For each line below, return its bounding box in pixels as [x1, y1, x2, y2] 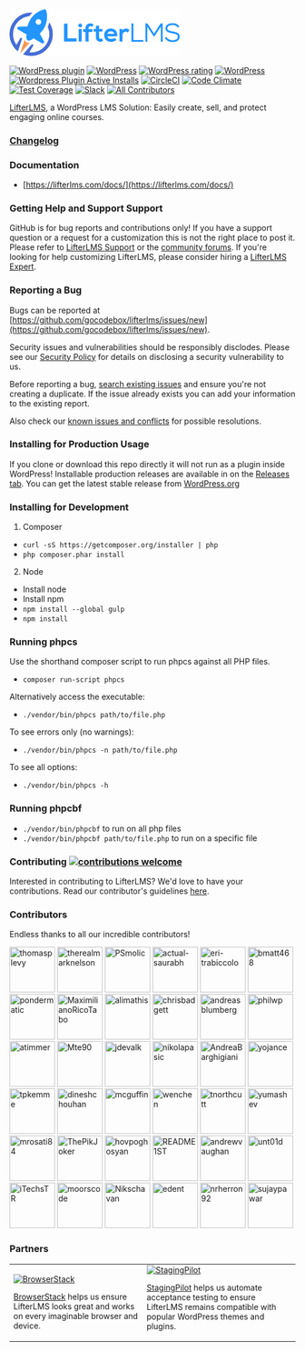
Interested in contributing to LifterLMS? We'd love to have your [9, 876, 243, 887]
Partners [9, 1243, 49, 1256]
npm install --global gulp [22, 605, 125, 615]
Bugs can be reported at [9, 305, 101, 315]
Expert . [9, 261, 36, 272]
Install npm [22, 594, 64, 605]
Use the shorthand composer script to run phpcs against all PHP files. [9, 656, 271, 667]
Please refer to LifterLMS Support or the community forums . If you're [9, 242, 268, 253]
